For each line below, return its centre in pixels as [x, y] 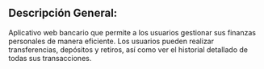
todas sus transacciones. [50, 58]
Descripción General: [63, 13]
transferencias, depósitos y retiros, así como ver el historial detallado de [128, 49]
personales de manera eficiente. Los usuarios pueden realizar [111, 41]
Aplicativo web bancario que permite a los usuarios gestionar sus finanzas [132, 32]
